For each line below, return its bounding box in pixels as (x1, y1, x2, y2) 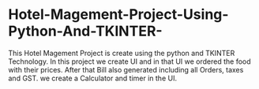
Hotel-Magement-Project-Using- (8, 6, 229, 24)
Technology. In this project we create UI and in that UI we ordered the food (8, 57, 251, 66)
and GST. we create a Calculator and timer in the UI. (8, 73, 178, 83)
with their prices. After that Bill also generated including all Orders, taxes (8, 65, 244, 74)
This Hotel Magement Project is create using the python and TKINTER (8, 48, 235, 57)
